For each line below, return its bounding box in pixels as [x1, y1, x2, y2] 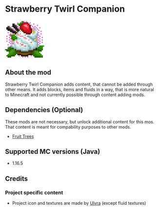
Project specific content [5, 189, 63, 196]
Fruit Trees [12, 133, 34, 139]
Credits [5, 174, 28, 183]
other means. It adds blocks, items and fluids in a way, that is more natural [5, 86, 155, 92]
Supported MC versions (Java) [5, 147, 100, 155]
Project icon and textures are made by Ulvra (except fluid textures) [12, 200, 146, 206]
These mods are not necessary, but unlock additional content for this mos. [5, 118, 155, 125]
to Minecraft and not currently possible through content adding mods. [5, 92, 145, 97]
